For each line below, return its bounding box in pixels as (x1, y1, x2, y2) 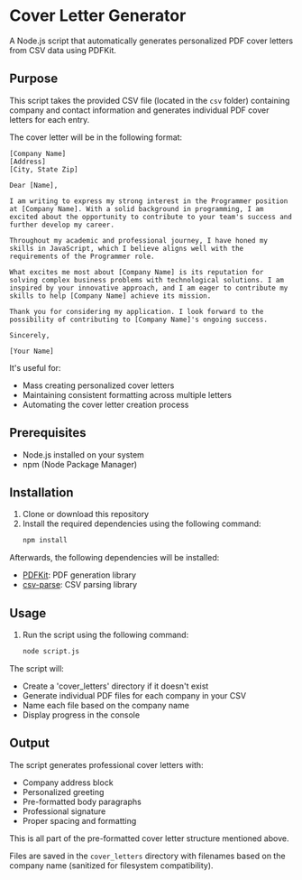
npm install (22, 536, 68, 545)
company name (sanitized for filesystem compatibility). (9, 859, 214, 871)
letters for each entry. (9, 114, 90, 125)
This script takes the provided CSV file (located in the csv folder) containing (9, 95, 290, 106)
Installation (9, 485, 74, 500)
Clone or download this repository (22, 509, 150, 520)
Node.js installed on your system (22, 449, 144, 460)
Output (9, 736, 50, 751)
